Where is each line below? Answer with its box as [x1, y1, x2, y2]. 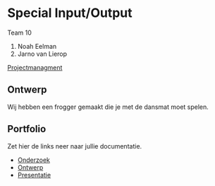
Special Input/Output [7, 5, 133, 21]
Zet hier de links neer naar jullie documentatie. [7, 141, 142, 150]
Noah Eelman [17, 42, 57, 50]
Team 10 [7, 28, 32, 37]
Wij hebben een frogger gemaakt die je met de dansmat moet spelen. [7, 103, 209, 111]
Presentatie [17, 170, 51, 179]
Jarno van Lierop [17, 50, 68, 58]
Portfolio [7, 123, 47, 135]
